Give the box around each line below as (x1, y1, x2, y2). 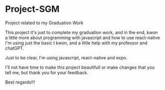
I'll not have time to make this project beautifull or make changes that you (5, 64, 155, 70)
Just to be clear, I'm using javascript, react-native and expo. (5, 54, 128, 60)
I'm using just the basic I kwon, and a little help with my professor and (5, 40, 148, 45)
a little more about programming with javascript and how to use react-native (5, 35, 160, 41)
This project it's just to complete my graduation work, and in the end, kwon (5, 29, 158, 35)
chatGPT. (5, 45, 24, 51)
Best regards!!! (5, 79, 35, 85)
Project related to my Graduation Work (5, 20, 84, 26)
